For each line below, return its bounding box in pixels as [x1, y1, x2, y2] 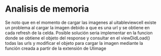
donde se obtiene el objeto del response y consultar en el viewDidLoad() [5, 35, 150, 41]
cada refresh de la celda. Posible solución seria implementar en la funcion [5, 30, 153, 36]
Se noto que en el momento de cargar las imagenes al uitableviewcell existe [5, 19, 157, 25]
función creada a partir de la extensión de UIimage [5, 45, 107, 51]
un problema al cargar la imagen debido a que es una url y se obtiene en [5, 24, 150, 30]
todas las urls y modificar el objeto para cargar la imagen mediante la [5, 40, 143, 46]
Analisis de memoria [5, 3, 89, 15]
